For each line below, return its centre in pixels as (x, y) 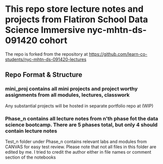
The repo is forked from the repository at (47, 54)
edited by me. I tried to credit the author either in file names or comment (78, 152)
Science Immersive (45, 30)
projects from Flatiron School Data (77, 19)
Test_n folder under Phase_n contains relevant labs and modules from (76, 141)
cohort (53, 41)
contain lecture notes (31, 131)
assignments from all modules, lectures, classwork (67, 95)
